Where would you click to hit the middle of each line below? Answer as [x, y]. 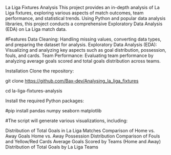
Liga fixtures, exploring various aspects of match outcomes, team [74, 13]
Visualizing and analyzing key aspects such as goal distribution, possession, [86, 50]
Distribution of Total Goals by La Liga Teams [52, 147]
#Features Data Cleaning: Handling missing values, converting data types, [83, 39]
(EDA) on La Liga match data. [36, 29]
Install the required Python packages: [45, 101]
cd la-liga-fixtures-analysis [34, 91]
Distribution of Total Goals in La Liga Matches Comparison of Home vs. [80, 131]
